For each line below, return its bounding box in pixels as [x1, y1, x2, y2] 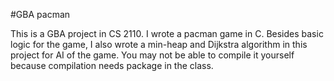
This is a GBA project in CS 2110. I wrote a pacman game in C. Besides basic [10, 28, 324, 39]
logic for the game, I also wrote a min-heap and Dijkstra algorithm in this [10, 39, 308, 50]
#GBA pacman [10, 9, 71, 20]
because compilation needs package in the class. [10, 60, 214, 71]
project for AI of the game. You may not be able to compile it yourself [10, 49, 295, 61]
